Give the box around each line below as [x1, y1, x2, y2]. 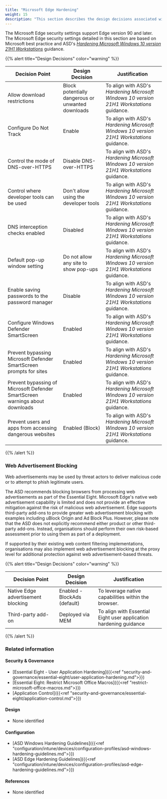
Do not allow [63, 254, 92, 261]
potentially [63, 88, 88, 95]
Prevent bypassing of [7, 379, 58, 386]
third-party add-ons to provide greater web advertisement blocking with [5, 510, 153, 516]
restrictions [7, 98, 34, 105]
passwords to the [7, 292, 48, 299]
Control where [7, 187, 41, 194]
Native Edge [7, 587, 36, 594]
